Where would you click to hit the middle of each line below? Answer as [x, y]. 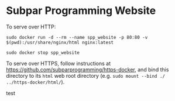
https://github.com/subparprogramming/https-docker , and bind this [88, 69]
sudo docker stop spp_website [43, 53]
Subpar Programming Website [81, 11]
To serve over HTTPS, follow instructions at [59, 63]
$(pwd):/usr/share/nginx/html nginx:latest [60, 42]
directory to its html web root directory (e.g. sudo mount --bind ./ [86, 75]
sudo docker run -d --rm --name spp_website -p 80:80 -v [77, 37]
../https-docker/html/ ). [35, 82]
